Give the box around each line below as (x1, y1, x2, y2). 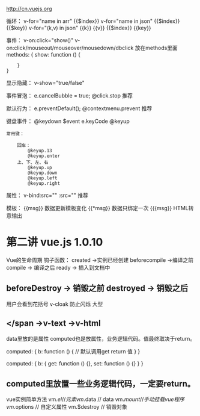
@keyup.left (28, 175, 58, 181)
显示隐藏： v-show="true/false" (6, 79, 85, 86)
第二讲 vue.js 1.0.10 (6, 235, 103, 249)
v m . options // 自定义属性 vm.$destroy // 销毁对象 (6, 403, 127, 411)
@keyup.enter (28, 153, 61, 159)
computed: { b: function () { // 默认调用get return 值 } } (6, 347, 141, 355)
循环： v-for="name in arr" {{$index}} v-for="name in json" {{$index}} (6, 17, 180, 25)
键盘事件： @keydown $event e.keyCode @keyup (6, 117, 130, 125)
